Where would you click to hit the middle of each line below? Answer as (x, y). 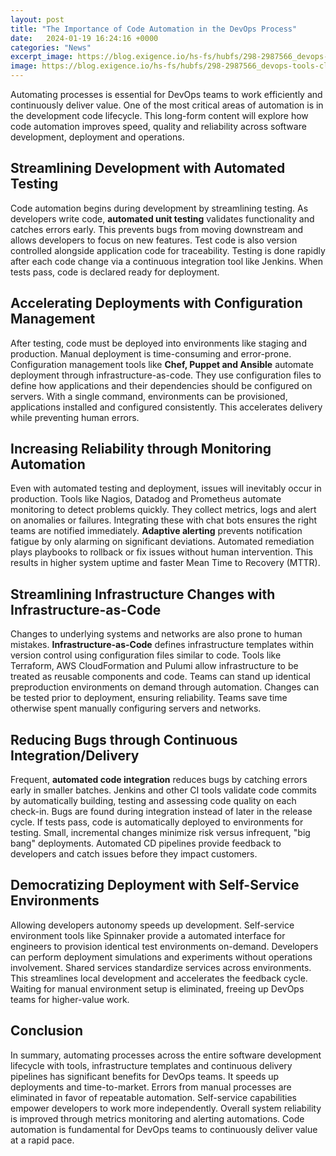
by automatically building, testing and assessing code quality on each (153, 801)
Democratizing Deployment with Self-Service (155, 885)
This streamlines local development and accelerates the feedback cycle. (159, 978)
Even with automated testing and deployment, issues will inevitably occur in (166, 488)
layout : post (37, 19)
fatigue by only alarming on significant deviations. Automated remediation (162, 542)
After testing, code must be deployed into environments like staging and (158, 343)
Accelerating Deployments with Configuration (156, 303)
